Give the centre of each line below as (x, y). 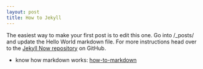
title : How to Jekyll (34, 18)
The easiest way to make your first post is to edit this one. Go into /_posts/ (100, 35)
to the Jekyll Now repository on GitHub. (56, 48)
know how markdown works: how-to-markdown (76, 60)
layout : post (23, 12)
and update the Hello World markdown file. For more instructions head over (101, 42)
